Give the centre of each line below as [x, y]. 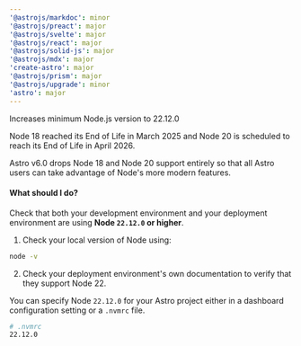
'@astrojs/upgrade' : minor [60, 84]
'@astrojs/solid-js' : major [62, 51]
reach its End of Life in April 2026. [72, 146]
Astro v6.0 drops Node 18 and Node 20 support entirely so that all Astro [142, 163]
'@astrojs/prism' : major [56, 76]
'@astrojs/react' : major [56, 43]
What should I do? [44, 193]
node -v [24, 256]
